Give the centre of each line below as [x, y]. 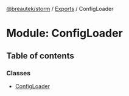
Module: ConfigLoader [64, 33]
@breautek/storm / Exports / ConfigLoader [60, 9]
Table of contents [40, 56]
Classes [19, 73]
